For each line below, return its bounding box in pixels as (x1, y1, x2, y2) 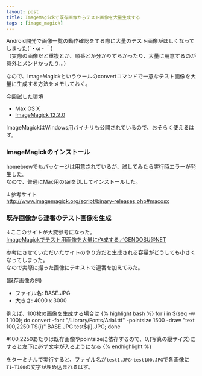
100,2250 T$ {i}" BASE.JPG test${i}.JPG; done (6, 323, 121, 330)
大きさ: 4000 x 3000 (14, 296, 67, 304)
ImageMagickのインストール (6, 148, 90, 157)
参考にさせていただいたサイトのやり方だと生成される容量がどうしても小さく (6, 248, 196, 256)
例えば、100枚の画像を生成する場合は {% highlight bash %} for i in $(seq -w (6, 310, 195, 317)
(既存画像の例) (6, 277, 42, 284)
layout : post (6, 8, 39, 15)
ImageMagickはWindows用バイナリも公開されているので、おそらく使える (6, 124, 189, 131)
